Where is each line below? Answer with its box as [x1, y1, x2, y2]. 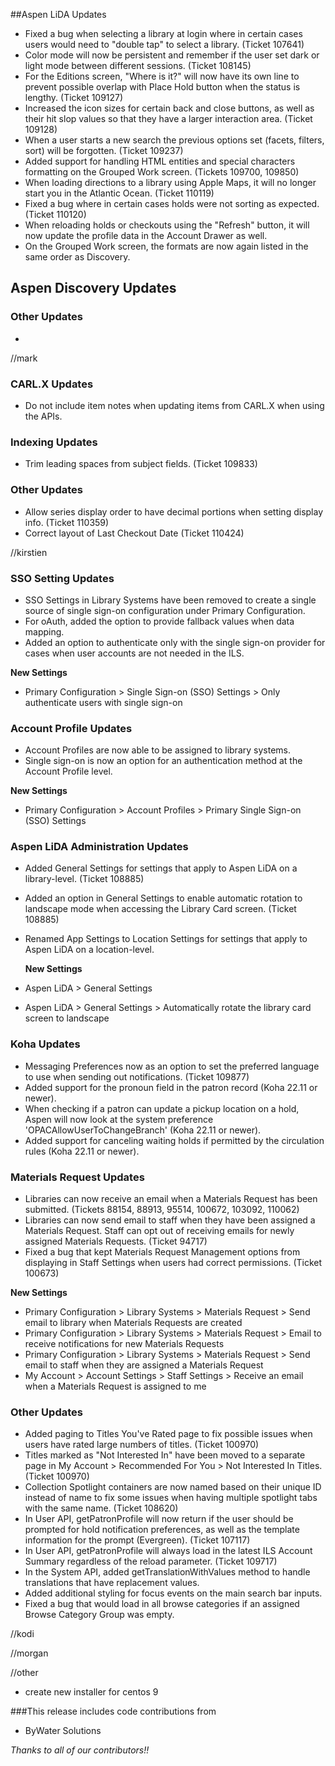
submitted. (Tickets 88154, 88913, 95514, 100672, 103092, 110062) [24, 1204, 300, 1216]
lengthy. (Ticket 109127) [24, 92, 124, 103]
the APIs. [24, 410, 63, 422]
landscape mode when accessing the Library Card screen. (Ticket [24, 903, 297, 915]
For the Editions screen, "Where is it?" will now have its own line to [24, 70, 300, 82]
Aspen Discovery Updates [10, 280, 177, 297]
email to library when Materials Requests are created [24, 1317, 243, 1329]
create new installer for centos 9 [24, 1686, 159, 1698]
